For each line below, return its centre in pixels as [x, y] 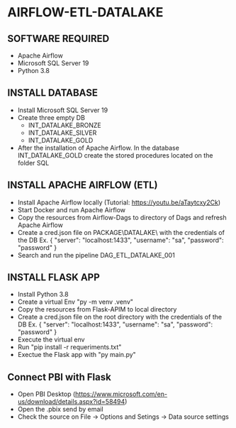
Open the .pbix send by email [61, 410]
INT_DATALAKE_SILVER [62, 133]
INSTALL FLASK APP [54, 278]
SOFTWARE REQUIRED [58, 39]
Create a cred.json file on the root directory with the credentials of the [119, 317]
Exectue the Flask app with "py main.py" [77, 355]
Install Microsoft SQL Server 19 [63, 110]
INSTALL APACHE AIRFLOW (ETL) [83, 185]
